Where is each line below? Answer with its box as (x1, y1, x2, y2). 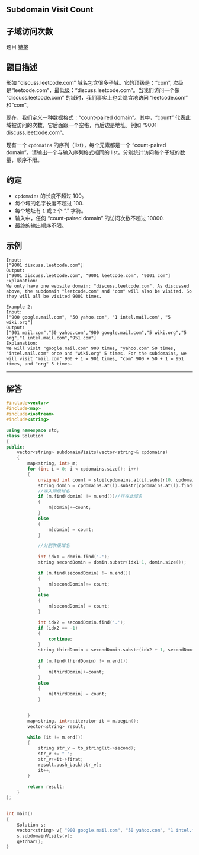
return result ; (27, 783, 65, 790)
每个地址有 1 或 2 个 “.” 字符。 (14, 207, 87, 214)
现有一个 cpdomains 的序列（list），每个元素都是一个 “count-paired (6, 142, 166, 149)
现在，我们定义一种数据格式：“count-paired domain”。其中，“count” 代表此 (6, 114, 191, 121)
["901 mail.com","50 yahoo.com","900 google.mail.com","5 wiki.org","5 (6, 329, 187, 336)
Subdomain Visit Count (6, 5, 94, 15)
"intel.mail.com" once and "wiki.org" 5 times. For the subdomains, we (6, 350, 187, 357)
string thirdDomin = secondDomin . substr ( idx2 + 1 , (37, 647, 166, 653)
